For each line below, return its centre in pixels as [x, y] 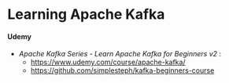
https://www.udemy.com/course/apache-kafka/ [108, 62]
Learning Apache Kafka [86, 14]
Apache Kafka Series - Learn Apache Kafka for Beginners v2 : [120, 54]
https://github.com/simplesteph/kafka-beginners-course [122, 70]
